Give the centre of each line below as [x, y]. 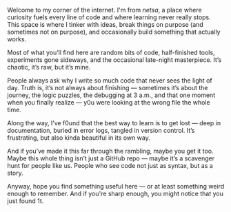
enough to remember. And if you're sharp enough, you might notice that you [115, 193]
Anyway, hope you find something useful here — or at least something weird [116, 186]
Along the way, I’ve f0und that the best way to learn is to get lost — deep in [114, 123]
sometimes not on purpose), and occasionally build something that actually [114, 32]
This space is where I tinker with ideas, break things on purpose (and [105, 24]
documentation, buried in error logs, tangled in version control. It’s [101, 130]
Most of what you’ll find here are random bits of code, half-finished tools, [111, 52]
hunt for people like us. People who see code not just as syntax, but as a [110, 166]
